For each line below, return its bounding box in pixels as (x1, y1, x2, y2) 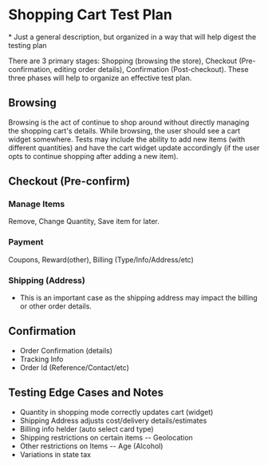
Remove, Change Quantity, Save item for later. (8, 217, 160, 226)
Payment (8, 237, 44, 248)
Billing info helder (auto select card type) (19, 424, 154, 433)
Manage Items (8, 198, 65, 209)
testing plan (8, 40, 47, 50)
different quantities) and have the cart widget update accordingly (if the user (8, 142, 260, 153)
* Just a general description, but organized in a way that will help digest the (8, 32, 257, 42)
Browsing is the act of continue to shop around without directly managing (8, 117, 250, 127)
